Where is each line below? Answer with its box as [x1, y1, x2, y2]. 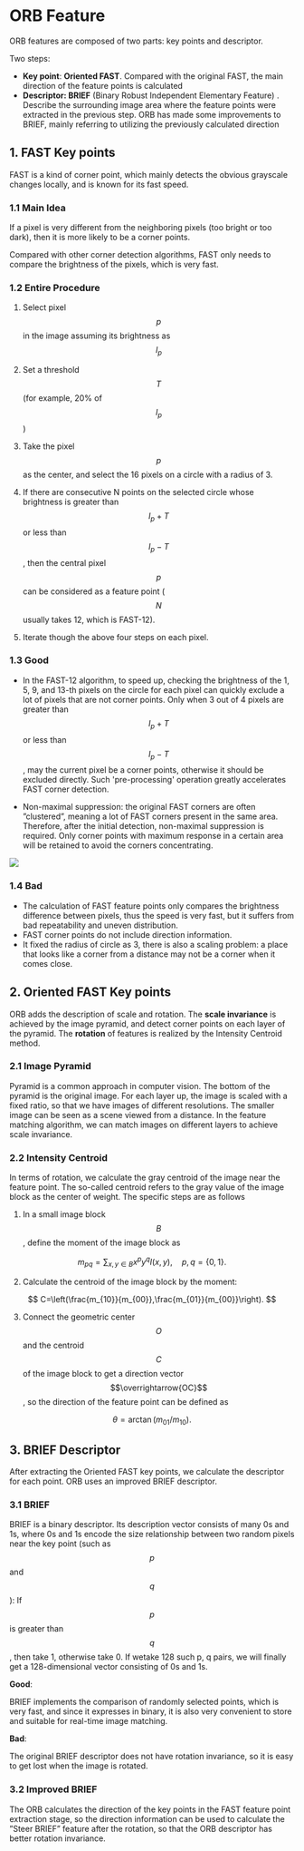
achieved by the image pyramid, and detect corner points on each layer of [9, 1018, 286, 1029]
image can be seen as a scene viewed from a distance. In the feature [9, 1109, 267, 1120]
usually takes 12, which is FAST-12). [22, 614, 156, 625]
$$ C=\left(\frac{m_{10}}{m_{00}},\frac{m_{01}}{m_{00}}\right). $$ [27, 1293, 277, 1304]
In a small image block [22, 1209, 107, 1220]
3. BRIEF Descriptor [9, 1442, 121, 1457]
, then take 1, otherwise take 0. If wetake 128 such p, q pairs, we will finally [9, 1651, 287, 1662]
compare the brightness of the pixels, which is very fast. [9, 259, 219, 270]
